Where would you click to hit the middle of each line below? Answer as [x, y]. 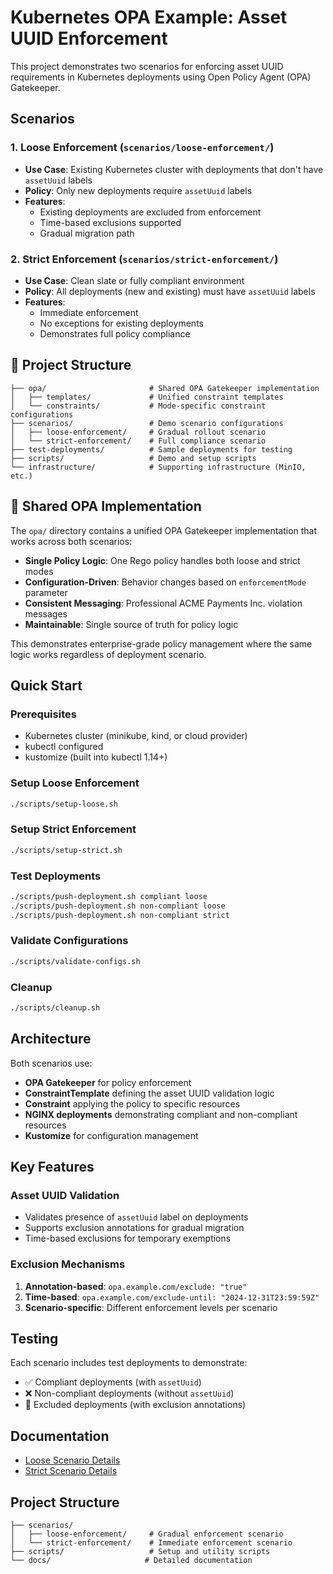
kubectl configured [64, 747]
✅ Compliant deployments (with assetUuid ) [113, 1382]
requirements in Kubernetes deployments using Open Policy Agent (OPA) [161, 77]
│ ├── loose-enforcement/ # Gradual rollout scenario [138, 432]
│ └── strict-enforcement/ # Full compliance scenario [138, 441]
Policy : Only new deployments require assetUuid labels [138, 190]
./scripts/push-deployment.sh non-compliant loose [118, 906]
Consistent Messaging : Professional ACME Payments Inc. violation [163, 603]
